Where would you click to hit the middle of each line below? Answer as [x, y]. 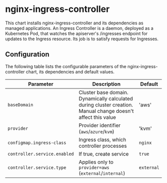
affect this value [97, 117]
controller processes [103, 146]
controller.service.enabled [41, 154]
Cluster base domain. [104, 92]
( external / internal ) [102, 173]
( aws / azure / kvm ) [96, 131]
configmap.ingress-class [37, 142]
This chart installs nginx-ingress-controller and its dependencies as [74, 23]
